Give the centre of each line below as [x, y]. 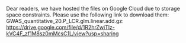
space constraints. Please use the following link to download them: [88, 15]
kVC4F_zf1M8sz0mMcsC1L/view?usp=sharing [62, 34]
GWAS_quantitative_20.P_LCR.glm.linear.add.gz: [65, 21]
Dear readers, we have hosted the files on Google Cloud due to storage [93, 9]
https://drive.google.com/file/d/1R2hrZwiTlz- [61, 27]
